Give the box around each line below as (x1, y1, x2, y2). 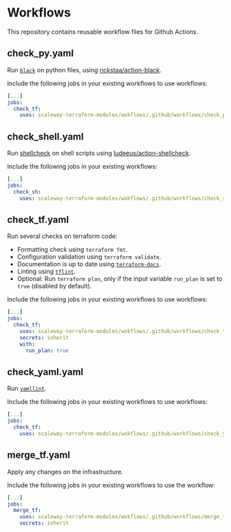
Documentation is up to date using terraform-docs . (16, 260, 162, 268)
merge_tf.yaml (7, 449, 71, 461)
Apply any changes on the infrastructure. (7, 467, 124, 476)
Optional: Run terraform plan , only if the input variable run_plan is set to (16, 275, 223, 283)
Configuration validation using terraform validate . (16, 253, 162, 261)
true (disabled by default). (16, 282, 92, 290)
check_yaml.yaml (7, 366, 84, 378)
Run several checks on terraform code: (7, 232, 118, 240)
